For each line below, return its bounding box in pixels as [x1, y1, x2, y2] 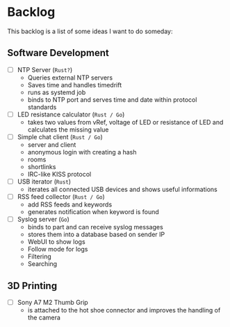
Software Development [7, 47, 110, 59]
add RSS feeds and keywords [27, 200, 113, 209]
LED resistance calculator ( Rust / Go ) [17, 110, 125, 118]
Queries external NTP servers [27, 73, 113, 82]
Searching [27, 260, 58, 268]
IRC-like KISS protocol [27, 170, 92, 178]
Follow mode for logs [27, 245, 88, 254]
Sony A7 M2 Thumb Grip [17, 298, 88, 306]
